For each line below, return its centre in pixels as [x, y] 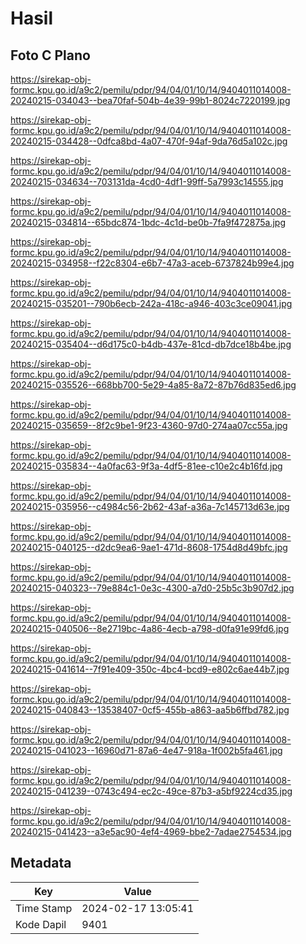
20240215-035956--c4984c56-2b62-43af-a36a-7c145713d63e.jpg [150, 506]
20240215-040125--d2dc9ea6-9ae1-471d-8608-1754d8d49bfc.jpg [149, 547]
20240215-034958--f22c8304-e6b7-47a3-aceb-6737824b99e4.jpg [152, 263]
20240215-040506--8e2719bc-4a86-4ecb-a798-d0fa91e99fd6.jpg [150, 628]
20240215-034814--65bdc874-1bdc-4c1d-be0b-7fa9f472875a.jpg [148, 222]
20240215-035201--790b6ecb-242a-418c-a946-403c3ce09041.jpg [151, 303]
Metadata [41, 863]
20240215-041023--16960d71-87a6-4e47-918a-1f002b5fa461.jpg [146, 750]
